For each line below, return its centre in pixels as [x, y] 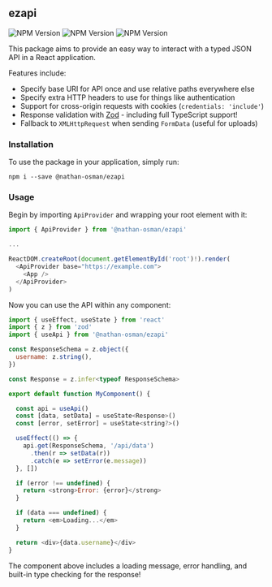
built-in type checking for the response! [75, 574]
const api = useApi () [52, 408]
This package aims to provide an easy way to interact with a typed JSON [130, 49]
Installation [31, 144]
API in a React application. [52, 57]
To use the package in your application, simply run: [94, 162]
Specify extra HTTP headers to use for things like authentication [127, 97]
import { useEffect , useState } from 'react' [86, 320]
